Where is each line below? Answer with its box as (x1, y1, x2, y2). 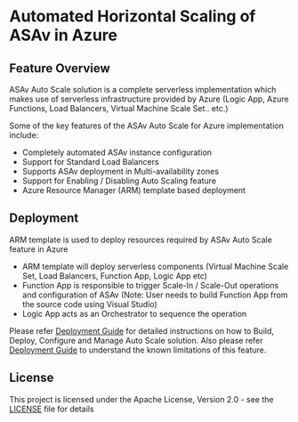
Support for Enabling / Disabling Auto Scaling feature (21, 175, 216, 186)
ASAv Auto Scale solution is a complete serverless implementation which (9, 85, 277, 94)
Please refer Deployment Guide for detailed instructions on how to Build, (9, 325, 274, 336)
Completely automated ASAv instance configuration (21, 147, 212, 158)
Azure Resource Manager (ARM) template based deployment (21, 185, 246, 195)
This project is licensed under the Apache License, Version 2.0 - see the (9, 394, 274, 404)
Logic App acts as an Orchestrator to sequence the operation (21, 308, 247, 319)
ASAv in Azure (9, 25, 118, 45)
